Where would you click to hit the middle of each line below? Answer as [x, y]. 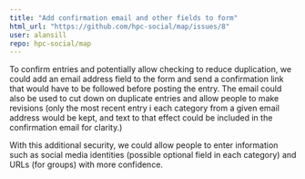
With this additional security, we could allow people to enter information [144, 145]
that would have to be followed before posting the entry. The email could [146, 89]
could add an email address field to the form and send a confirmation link [147, 79]
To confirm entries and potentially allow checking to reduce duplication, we [151, 69]
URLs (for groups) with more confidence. [86, 164]
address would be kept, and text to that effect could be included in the [141, 118]
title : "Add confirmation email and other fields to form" [124, 18]
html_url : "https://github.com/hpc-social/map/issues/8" [120, 26]
